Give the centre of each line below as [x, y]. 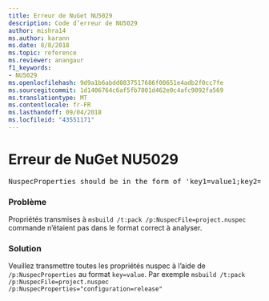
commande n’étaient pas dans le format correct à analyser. [105, 228]
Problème [28, 202]
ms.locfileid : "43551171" [51, 120]
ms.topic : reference [43, 53]
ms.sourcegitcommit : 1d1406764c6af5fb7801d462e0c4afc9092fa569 [116, 90]
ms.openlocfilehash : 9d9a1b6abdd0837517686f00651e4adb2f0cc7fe [116, 82]
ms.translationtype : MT [48, 98]
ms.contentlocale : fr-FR [50, 105]
